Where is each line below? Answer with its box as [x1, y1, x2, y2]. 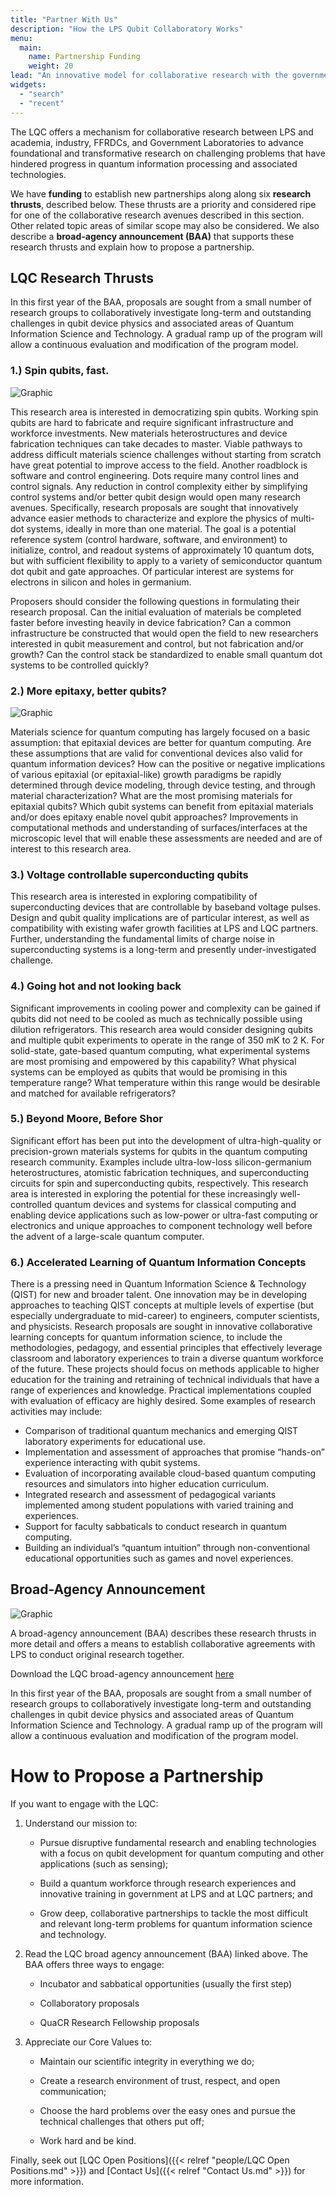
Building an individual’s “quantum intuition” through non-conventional [24, 1542, 310, 1554]
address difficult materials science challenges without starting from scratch [10, 448, 322, 460]
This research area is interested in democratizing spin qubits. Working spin [10, 406, 319, 418]
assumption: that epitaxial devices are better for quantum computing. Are [10, 736, 312, 748]
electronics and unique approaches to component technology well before [10, 1219, 313, 1231]
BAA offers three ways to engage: [24, 1958, 165, 1970]
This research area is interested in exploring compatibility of [10, 891, 258, 903]
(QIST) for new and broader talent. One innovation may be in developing [10, 1289, 308, 1301]
